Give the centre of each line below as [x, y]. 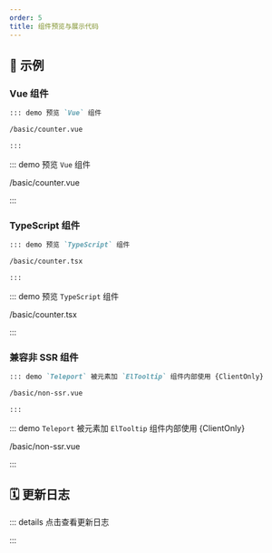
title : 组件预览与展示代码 [54, 26]
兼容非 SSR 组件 [44, 357]
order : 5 [26, 18]
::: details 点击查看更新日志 [59, 522]
